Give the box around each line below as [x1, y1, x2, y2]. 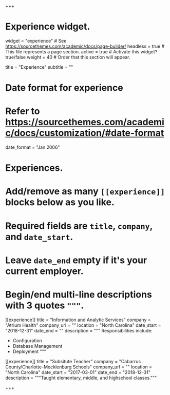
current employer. [5, 265, 84, 277]
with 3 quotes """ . [5, 300, 84, 311]
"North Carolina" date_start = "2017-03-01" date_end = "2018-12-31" [5, 369, 150, 375]
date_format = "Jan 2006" [5, 144, 60, 150]
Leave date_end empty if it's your [5, 254, 147, 266]
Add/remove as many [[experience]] [5, 186, 165, 197]
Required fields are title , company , [5, 220, 153, 231]
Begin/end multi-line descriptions [5, 289, 153, 300]
